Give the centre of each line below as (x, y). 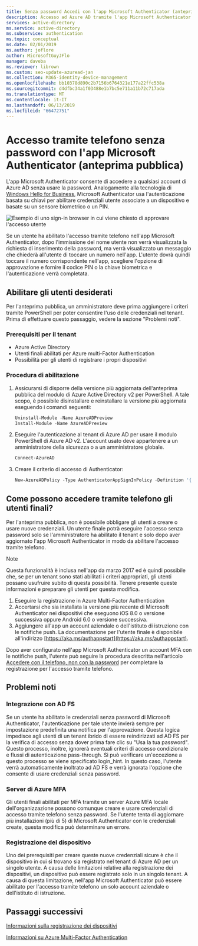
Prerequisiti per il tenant (41, 334)
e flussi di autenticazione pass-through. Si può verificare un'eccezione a (94, 755)
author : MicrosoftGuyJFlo (38, 56)
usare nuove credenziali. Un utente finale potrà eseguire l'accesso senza (95, 529)
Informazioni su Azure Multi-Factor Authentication (67, 937)
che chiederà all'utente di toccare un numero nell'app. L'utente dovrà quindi (98, 255)
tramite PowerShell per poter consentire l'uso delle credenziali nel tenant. (95, 313)
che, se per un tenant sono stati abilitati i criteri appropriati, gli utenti (89, 577)
